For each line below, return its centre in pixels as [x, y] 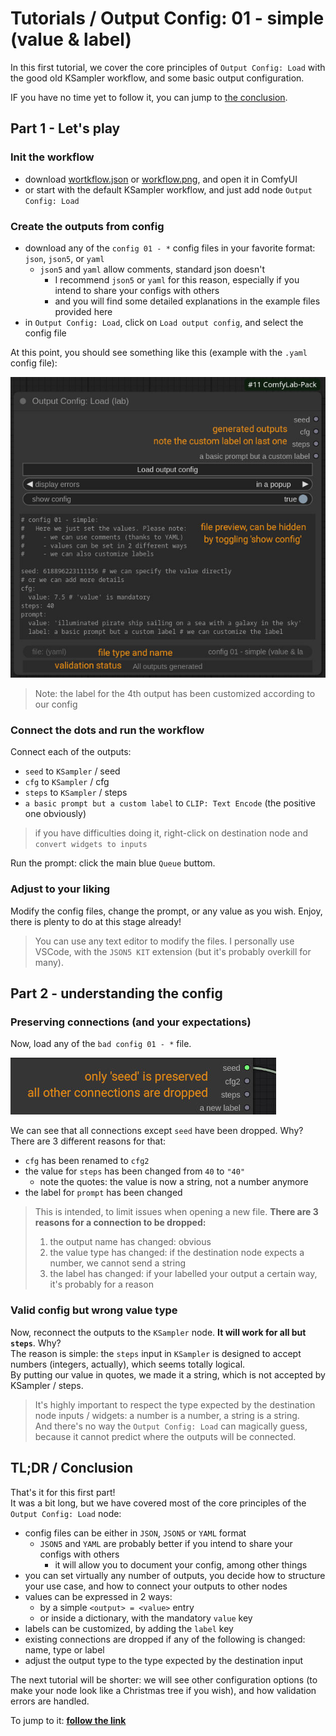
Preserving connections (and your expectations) [131, 1022]
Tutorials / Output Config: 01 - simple [167, 18]
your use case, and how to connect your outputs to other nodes [156, 1586]
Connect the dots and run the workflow [107, 730]
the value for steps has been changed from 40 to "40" [135, 1171]
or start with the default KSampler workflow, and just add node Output [168, 189]
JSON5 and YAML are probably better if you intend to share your [166, 1543]
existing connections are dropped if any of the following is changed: [165, 1639]
